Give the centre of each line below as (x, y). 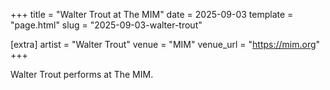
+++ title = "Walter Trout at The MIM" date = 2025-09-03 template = (152, 14)
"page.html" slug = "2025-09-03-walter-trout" (106, 25)
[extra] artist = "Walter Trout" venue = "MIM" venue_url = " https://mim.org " (165, 44)
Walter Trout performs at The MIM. (82, 74)
